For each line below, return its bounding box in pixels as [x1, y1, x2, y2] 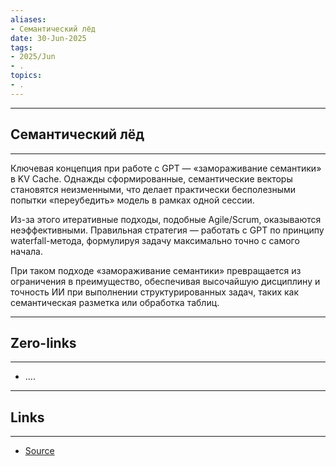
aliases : [10, 14, 47, 25]
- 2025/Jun [10, 52, 56, 62]
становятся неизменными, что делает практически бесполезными [10, 183, 297, 195]
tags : [10, 42, 33, 53]
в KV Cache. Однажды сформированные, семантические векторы [10, 172, 293, 185]
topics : [10, 71, 43, 81]
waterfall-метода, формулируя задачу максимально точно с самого [10, 234, 300, 246]
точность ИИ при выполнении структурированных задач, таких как [10, 286, 300, 298]
